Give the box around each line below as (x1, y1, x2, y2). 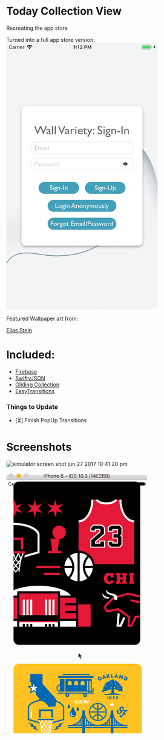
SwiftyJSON (15, 374, 45, 382)
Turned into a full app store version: (6, 36, 95, 43)
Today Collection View (6, 4, 122, 18)
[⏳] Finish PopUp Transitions (15, 417, 87, 424)
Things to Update (6, 402, 59, 411)
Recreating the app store (6, 24, 68, 32)
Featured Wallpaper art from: (6, 315, 79, 322)
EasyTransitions (15, 387, 55, 394)
